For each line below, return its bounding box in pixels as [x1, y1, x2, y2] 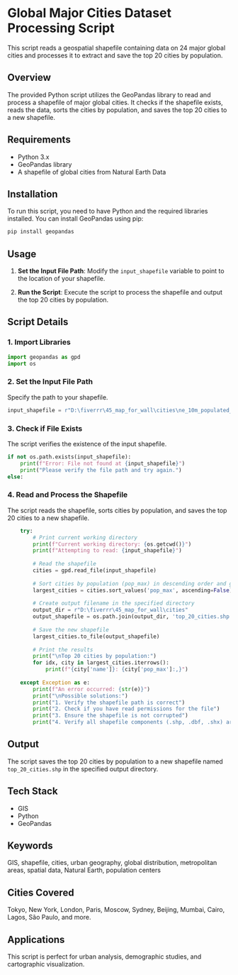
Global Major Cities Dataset [7, 5, 172, 21]
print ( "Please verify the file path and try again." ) [20, 466, 182, 473]
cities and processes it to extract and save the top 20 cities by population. [7, 51, 223, 60]
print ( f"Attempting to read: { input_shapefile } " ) [33, 547, 182, 554]
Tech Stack [7, 786, 58, 798]
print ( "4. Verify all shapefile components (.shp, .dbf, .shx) [33, 719, 223, 726]
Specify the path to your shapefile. [7, 392, 108, 402]
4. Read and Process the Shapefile [7, 490, 128, 500]
